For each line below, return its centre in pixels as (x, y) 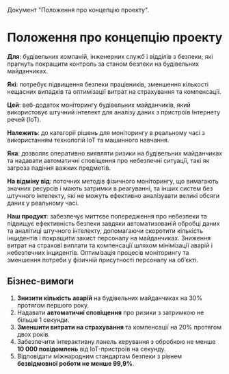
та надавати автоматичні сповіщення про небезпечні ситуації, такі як (108, 160)
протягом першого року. (53, 305)
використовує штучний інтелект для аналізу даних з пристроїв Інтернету (114, 112)
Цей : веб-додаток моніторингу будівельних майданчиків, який (99, 105)
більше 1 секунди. (43, 320)
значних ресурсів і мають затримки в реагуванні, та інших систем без (110, 188)
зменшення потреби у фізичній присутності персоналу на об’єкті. (103, 260)
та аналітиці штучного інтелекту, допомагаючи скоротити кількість (105, 230)
